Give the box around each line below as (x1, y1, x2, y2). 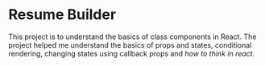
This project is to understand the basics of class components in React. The (8, 32, 257, 41)
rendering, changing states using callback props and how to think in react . (8, 49, 255, 58)
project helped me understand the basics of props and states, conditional (8, 40, 252, 49)
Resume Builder (8, 6, 117, 24)
